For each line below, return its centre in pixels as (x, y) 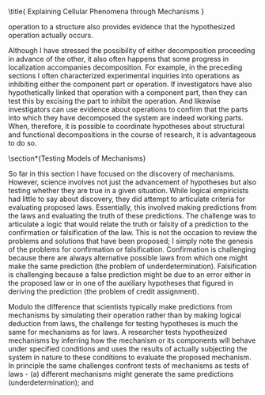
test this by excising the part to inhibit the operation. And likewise (115, 101)
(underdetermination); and (51, 382)
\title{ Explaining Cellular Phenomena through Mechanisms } (106, 11)
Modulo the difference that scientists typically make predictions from (120, 307)
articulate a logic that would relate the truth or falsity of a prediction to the (129, 224)
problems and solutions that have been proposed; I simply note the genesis (131, 241)
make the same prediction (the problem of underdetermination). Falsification (132, 266)
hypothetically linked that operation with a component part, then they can (128, 93)
